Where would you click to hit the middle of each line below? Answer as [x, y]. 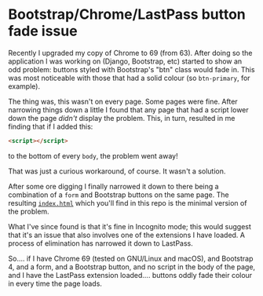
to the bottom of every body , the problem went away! [93, 155]
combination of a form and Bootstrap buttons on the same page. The [119, 195]
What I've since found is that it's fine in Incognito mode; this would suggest [130, 226]
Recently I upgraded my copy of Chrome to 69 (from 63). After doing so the [130, 53]
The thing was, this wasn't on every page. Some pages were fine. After [123, 101]
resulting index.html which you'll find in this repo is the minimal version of [128, 203]
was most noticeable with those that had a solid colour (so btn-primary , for [129, 78]
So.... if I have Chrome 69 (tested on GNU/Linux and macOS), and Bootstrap [131, 258]
